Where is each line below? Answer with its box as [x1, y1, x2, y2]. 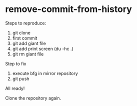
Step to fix [5, 60, 26, 66]
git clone [12, 29, 31, 35]
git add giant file [12, 40, 46, 46]
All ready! [5, 85, 25, 91]
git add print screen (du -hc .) [12, 45, 73, 51]
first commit [12, 35, 37, 41]
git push [12, 75, 29, 81]
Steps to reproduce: [5, 20, 46, 26]
